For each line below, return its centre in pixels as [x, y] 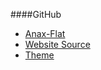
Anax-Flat [45, 33]
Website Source [57, 44]
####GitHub [36, 14]
